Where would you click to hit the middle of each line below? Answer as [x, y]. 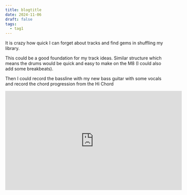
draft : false [19, 19]
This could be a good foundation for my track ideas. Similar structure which [84, 58]
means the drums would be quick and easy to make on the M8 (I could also [83, 63]
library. [13, 48]
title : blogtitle [23, 10]
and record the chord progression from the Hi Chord [59, 84]
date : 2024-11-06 [23, 15]
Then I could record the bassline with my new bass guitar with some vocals [83, 79]
